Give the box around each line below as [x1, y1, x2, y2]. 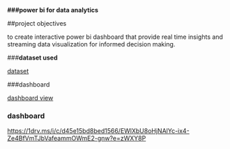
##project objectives [7, 19, 67, 27]
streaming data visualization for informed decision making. [7, 40, 176, 48]
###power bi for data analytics [7, 6, 99, 14]
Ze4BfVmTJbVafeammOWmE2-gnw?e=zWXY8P [7, 134, 146, 143]
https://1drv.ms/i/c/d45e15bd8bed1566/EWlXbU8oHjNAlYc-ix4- [7, 127, 190, 135]
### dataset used [7, 53, 58, 62]
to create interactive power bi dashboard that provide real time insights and [7, 33, 223, 41]
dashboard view [7, 94, 54, 102]
